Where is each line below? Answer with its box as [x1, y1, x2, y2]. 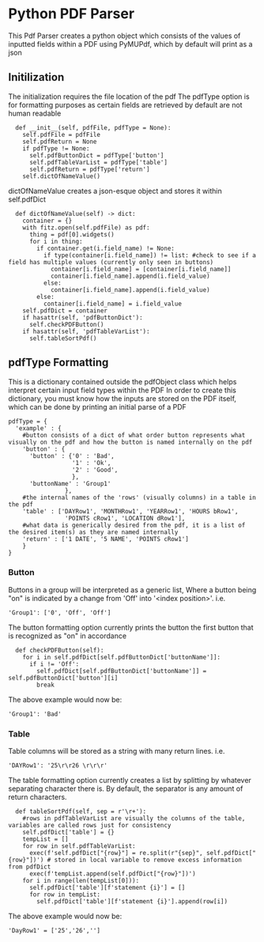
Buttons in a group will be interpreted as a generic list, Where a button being [8, 584, 257, 594]
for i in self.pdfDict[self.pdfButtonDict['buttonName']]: [22, 653, 221, 661]
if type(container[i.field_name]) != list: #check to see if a [43, 251, 257, 259]
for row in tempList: [28, 891, 101, 898]
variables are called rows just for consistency [8, 822, 172, 830]
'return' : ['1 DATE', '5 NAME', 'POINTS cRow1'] [22, 535, 190, 543]
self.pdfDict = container [22, 306, 108, 315]
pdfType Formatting [8, 356, 109, 369]
